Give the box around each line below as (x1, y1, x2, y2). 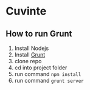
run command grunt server (14, 77, 85, 84)
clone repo (14, 58, 42, 64)
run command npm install (14, 71, 81, 77)
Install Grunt (14, 51, 46, 58)
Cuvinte (5, 4, 47, 18)
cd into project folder (14, 64, 67, 71)
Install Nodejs (14, 44, 49, 52)
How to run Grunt (5, 29, 72, 39)
